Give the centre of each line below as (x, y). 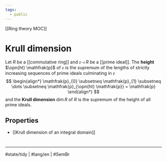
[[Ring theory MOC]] (26, 28)
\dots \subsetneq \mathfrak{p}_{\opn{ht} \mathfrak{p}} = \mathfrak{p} (83, 87)
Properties (22, 120)
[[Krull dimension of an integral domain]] (54, 132)
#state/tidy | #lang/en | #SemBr (38, 155)
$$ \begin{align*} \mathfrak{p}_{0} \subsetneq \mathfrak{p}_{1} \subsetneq (83, 81)
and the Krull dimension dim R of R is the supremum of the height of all (78, 100)
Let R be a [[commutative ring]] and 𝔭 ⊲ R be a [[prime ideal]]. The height (80, 62)
